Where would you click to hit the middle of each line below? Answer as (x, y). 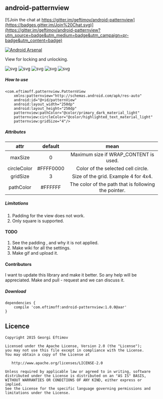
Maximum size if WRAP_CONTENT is (112, 154)
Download (16, 291)
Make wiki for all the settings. (41, 248)
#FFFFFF (51, 187)
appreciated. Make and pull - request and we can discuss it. (65, 280)
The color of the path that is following (112, 184)
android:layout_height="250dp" (45, 108)
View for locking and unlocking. (37, 59)
